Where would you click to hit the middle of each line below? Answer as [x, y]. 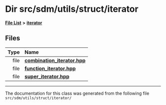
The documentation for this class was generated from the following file [77, 93]
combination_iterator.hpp [55, 60]
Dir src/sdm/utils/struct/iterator [72, 9]
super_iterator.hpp [47, 76]
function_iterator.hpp [50, 69]
